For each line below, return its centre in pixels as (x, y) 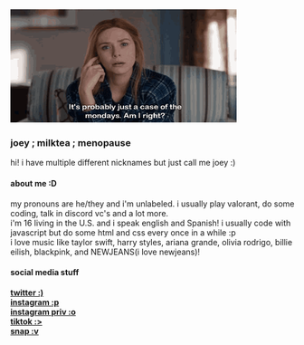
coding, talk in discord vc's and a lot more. (90, 213)
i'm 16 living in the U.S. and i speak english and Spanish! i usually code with (151, 223)
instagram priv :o (43, 311)
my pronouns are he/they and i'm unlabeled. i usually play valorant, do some (152, 204)
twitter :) (27, 292)
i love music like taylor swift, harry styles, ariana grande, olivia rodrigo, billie (152, 242)
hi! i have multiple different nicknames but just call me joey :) (123, 163)
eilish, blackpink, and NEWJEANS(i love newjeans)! (105, 252)
